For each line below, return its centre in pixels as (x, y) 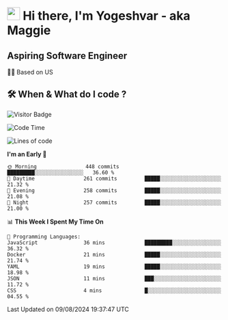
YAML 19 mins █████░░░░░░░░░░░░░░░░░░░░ (114, 267)
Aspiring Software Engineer (67, 56)
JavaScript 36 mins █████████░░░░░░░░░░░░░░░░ (114, 243)
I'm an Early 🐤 (27, 154)
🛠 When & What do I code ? (67, 95)
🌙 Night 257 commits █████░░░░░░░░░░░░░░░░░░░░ (114, 202)
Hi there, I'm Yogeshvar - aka (107, 16)
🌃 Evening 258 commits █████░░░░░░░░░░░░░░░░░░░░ (114, 190)
